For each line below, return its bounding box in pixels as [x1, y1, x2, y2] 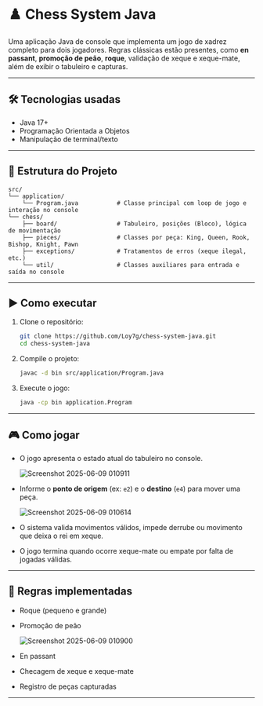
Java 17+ [19, 118, 49, 127]
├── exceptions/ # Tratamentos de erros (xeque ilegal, [22, 247, 247, 255]
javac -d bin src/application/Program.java [19, 369, 164, 377]
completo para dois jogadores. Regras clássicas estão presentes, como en [8, 45, 249, 54]
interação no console [8, 206, 79, 214]
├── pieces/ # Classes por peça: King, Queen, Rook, [22, 233, 250, 241]
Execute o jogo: [19, 383, 70, 393]
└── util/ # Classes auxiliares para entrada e [22, 261, 240, 269]
